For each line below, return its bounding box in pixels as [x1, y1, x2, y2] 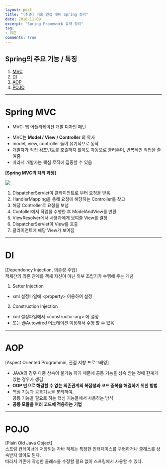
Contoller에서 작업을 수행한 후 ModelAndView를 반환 [12, 208, 117, 215]
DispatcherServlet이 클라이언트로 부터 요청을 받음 [12, 190, 111, 196]
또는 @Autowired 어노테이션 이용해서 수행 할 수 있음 [12, 320, 114, 326]
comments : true [5, 35, 37, 40]
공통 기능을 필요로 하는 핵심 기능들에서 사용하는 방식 [12, 395, 113, 401]
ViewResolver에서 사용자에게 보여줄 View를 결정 [12, 215, 108, 221]
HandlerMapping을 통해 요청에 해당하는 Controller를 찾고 [12, 196, 126, 202]
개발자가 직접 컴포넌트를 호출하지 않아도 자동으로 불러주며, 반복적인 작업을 [12, 147, 156, 153]
